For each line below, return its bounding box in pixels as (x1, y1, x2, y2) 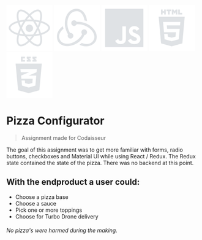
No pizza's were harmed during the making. (6, 226, 118, 234)
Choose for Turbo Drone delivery (15, 212, 99, 220)
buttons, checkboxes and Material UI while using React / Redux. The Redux (6, 152, 196, 160)
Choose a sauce (15, 199, 57, 207)
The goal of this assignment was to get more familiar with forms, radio (6, 146, 184, 153)
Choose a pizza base (15, 193, 69, 201)
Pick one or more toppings (15, 206, 83, 214)
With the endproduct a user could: (6, 177, 140, 187)
